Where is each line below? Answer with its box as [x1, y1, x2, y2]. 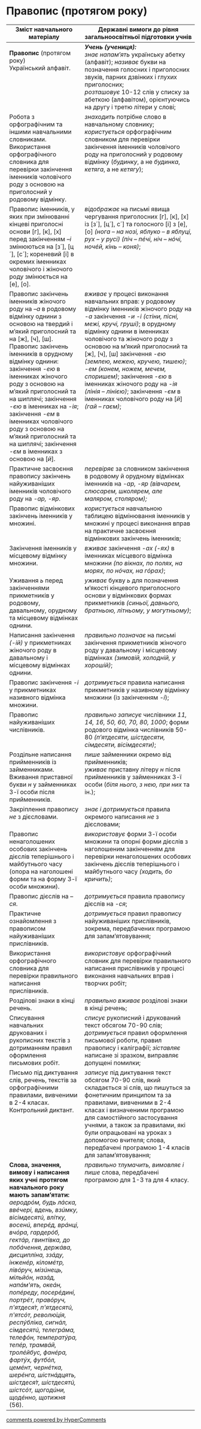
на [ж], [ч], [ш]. [9, 334, 54, 343]
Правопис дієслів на [9, 892, 69, 900]
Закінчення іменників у [9, 544, 77, 552]
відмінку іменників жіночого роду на [84, 304, 192, 313]
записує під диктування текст [84, 1068, 172, 1077]
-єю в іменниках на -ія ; [9, 402, 79, 411]
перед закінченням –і [9, 235, 72, 243]
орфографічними [9, 1083, 59, 1092]
